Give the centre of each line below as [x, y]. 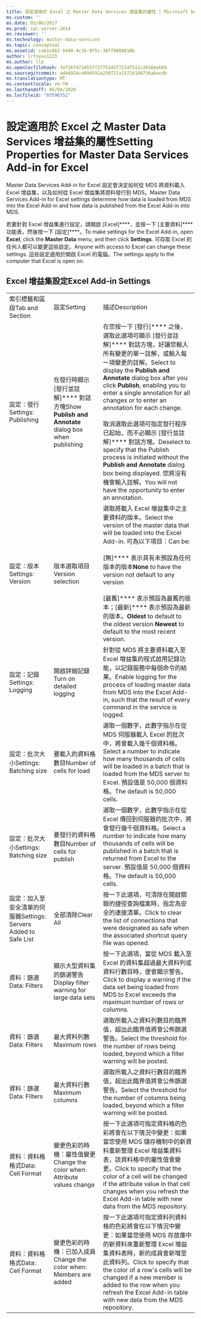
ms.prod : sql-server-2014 [38, 28]
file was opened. [126, 942]
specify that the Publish [136, 450]
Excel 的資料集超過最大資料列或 [147, 963]
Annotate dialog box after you [145, 378]
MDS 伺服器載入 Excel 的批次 [144, 734]
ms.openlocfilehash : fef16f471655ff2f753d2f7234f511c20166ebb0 [87, 67]
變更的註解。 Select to [145, 362]
